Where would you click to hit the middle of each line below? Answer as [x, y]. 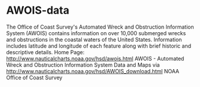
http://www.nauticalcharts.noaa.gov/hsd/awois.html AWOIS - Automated [95, 58]
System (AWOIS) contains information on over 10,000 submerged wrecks [96, 33]
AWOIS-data [38, 10]
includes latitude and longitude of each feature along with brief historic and [99, 46]
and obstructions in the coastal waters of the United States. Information [94, 39]
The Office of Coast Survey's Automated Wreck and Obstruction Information [100, 27]
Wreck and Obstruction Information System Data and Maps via [83, 65]
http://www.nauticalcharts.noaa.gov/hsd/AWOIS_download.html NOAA [93, 71]
